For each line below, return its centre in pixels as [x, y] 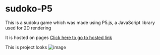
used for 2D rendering [28, 27]
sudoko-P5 [29, 9]
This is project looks [26, 47]
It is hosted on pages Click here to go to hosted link [59, 37]
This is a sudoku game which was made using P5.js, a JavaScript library [80, 22]
